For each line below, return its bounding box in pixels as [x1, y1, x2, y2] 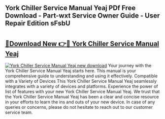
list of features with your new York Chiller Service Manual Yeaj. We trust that [5, 89, 160, 95]
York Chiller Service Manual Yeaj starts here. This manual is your [5, 68, 136, 73]
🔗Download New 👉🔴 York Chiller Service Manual [5, 39, 159, 48]
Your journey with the [108, 63, 152, 68]
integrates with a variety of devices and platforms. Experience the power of [5, 83, 159, 89]
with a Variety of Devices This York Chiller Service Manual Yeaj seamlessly [5, 78, 157, 84]
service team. [5, 110, 33, 115]
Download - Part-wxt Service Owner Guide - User [5, 12, 160, 20]
